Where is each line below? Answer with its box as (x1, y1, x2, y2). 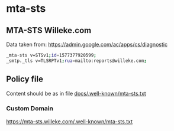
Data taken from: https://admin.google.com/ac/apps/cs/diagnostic (6, 41, 167, 48)
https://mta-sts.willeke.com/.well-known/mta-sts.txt (6, 117, 133, 125)
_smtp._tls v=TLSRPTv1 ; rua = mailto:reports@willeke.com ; (6, 58, 147, 64)
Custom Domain (6, 104, 54, 113)
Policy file (6, 74, 43, 84)
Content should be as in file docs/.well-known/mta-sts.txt (6, 90, 146, 97)
